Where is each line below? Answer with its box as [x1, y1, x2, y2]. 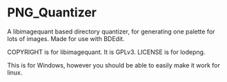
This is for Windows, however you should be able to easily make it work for [7, 61, 221, 69]
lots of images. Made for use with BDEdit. [7, 34, 125, 42]
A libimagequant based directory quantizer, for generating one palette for [7, 27, 215, 36]
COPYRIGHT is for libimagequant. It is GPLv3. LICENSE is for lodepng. [7, 48, 206, 56]
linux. [7, 68, 23, 77]
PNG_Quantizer [7, 5, 97, 20]
